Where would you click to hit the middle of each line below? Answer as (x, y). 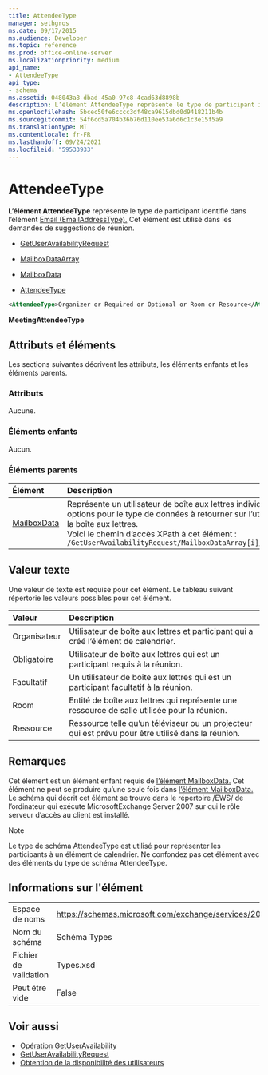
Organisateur (37, 636)
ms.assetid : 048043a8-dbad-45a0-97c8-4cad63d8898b (94, 98)
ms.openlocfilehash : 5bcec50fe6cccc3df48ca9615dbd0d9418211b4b (116, 113)
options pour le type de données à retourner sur (157, 514)
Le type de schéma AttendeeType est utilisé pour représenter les (114, 846)
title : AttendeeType (43, 16)
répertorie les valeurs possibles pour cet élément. (90, 598)
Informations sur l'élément (76, 888)
